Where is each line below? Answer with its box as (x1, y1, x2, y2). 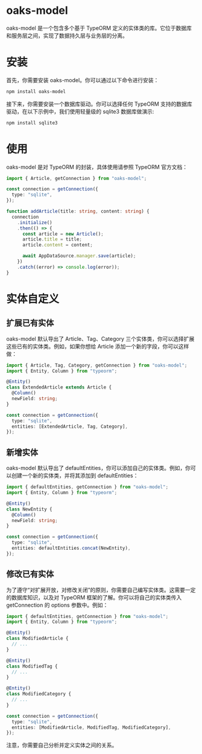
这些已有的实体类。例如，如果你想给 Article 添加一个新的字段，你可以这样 (6, 343, 189, 350)
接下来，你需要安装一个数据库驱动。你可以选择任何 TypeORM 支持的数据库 (6, 100, 192, 108)
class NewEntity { (6, 506, 52, 512)
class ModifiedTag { (6, 663, 58, 669)
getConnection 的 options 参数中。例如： (6, 601, 109, 608)
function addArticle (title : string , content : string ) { (6, 208, 150, 214)
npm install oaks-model (6, 88, 66, 94)
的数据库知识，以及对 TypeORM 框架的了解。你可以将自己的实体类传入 (6, 593, 182, 601)
